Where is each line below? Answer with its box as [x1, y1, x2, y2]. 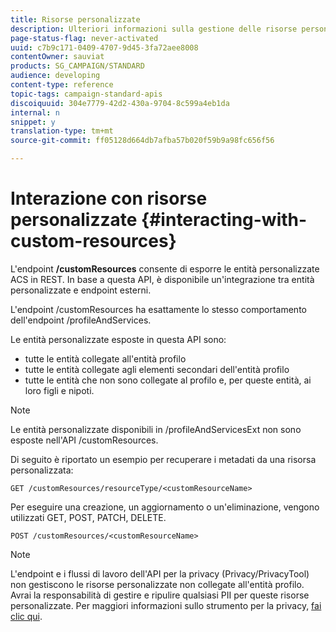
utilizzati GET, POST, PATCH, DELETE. [10, 511, 167, 523]
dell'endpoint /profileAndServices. [10, 314, 152, 326]
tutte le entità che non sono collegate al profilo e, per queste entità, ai [24, 374, 312, 386]
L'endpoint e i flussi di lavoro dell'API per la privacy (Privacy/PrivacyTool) [10, 567, 310, 580]
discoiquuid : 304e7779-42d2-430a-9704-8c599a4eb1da [10, 98, 230, 108]
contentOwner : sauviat [10, 52, 105, 62]
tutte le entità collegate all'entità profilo [24, 352, 187, 365]
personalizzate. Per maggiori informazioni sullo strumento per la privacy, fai [10, 599, 322, 611]
